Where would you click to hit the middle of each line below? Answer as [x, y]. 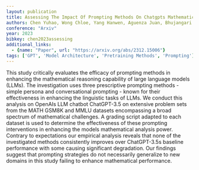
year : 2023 [20, 34]
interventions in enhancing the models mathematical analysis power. [89, 129]
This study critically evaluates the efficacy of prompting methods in [88, 72]
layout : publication [32, 12]
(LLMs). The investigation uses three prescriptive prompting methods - [93, 85]
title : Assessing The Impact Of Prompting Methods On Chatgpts [86, 17]
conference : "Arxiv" [32, 28]
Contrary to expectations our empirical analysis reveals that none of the [94, 135]
